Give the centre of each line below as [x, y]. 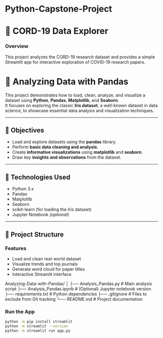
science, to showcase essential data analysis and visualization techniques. [80, 111]
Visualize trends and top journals [45, 264]
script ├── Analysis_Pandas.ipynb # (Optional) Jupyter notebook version [78, 289]
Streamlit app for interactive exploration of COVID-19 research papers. [75, 62]
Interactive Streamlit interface [42, 274]
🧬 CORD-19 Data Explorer [57, 31]
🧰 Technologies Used [38, 177]
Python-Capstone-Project [59, 9]
